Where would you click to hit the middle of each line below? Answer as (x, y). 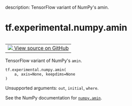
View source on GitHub (42, 48)
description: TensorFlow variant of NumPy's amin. (57, 7)
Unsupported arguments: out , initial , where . (52, 88)
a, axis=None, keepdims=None (45, 74)
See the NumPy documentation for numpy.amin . (54, 97)
